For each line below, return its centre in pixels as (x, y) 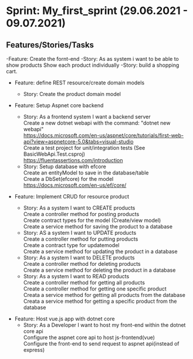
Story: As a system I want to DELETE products (79, 258)
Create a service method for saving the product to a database (98, 226)
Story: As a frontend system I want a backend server (87, 117)
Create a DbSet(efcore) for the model (68, 179)
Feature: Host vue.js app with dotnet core (65, 319)
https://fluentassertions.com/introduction (73, 160)
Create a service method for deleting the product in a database (99, 270)
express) (34, 350)
